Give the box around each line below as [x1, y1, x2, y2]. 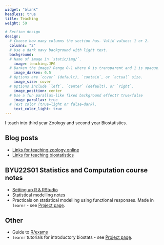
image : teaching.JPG [14, 61, 56, 66]
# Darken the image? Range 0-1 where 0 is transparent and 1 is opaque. [9, 66, 161, 71]
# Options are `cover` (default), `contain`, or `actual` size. [9, 75, 143, 80]
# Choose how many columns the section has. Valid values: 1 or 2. [9, 38, 150, 44]
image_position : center [14, 88, 62, 93]
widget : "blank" [5, 7, 38, 12]
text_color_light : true [14, 107, 62, 112]
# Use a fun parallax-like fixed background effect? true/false [9, 93, 143, 98]
